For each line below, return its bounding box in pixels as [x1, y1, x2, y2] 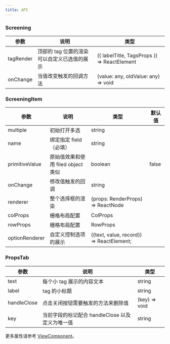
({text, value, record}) [91, 231, 142, 238]
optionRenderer [8, 234, 45, 241]
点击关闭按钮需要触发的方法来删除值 [42, 299, 129, 306]
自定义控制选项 [50, 231, 86, 238]
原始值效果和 [50, 154, 80, 161]
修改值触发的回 [50, 178, 86, 185]
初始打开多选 [50, 127, 80, 134]
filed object [56, 161, 83, 168]
